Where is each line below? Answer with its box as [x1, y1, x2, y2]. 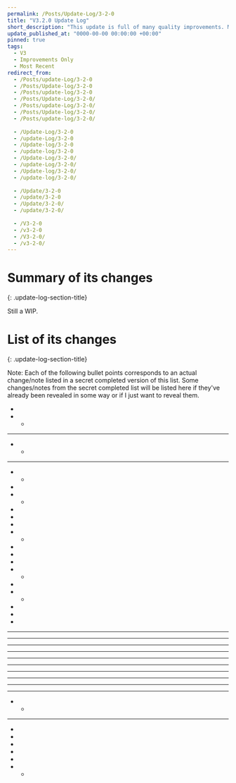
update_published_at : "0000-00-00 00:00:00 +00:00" [7, 30, 162, 37]
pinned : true [7, 37, 46, 44]
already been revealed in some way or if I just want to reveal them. [7, 391, 200, 400]
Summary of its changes [7, 270, 153, 286]
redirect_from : [7, 69, 52, 76]
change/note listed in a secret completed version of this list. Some [7, 376, 199, 385]
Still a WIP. [7, 307, 39, 316]
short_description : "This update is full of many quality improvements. [7, 23, 225, 30]
